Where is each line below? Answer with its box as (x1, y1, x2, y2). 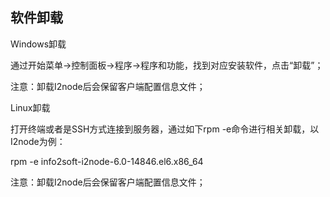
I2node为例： (10, 135, 66, 147)
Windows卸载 (10, 38, 67, 50)
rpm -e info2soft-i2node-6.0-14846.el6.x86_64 (10, 155, 204, 167)
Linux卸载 (10, 101, 51, 113)
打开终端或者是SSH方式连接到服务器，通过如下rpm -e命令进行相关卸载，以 (10, 123, 320, 135)
